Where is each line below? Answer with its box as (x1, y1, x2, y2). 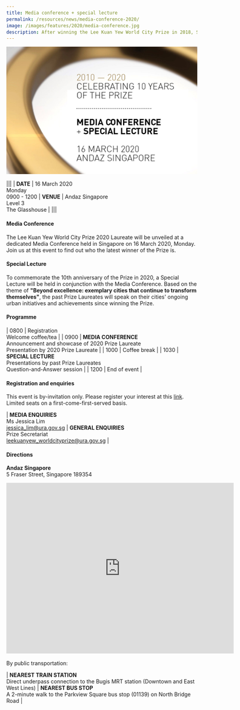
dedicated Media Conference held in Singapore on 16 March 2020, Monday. (6, 240, 196, 247)
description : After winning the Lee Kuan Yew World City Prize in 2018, (6, 29, 194, 35)
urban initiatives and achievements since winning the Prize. (6, 299, 155, 306)
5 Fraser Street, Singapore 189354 (6, 471, 92, 478)
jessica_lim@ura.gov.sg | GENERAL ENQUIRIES (6, 424, 125, 431)
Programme (6, 313, 37, 321)
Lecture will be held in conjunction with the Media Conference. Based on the (6, 280, 197, 288)
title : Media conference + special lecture (6, 10, 118, 16)
